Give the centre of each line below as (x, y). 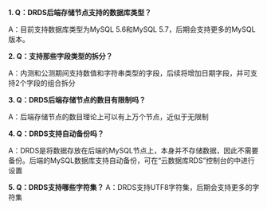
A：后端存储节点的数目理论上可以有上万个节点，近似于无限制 (108, 117)
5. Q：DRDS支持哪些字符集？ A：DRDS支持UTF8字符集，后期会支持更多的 (130, 187)
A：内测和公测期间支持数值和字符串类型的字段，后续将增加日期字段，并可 (130, 73)
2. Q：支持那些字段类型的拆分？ (61, 56)
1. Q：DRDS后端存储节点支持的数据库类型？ (80, 12)
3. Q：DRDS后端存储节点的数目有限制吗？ (77, 100)
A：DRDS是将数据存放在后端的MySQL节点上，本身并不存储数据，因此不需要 (133, 151)
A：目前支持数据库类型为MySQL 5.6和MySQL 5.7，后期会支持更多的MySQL (132, 29)
